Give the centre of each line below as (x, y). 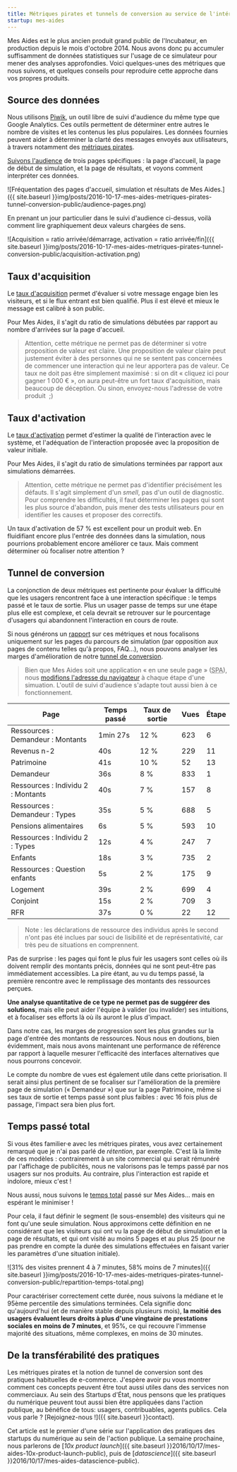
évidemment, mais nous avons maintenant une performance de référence (114, 1046)
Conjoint (25, 900)
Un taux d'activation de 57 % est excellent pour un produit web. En (104, 528)
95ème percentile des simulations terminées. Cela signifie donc (99, 1303)
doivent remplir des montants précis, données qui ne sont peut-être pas (112, 966)
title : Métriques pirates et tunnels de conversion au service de (107, 14)
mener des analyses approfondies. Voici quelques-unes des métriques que (116, 63)
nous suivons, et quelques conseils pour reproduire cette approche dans (113, 71)
